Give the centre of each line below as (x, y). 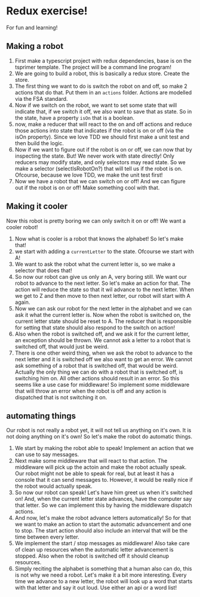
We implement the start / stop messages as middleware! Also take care (102, 543)
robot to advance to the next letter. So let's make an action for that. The (103, 283)
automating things (41, 416)
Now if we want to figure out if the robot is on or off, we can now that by (103, 149)
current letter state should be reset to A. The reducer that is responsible (103, 321)
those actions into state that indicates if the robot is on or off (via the (99, 130)
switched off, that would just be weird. (62, 346)
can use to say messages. (47, 454)
